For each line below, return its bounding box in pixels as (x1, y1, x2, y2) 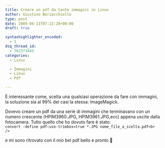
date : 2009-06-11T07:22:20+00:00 (5, 21, 74, 26)
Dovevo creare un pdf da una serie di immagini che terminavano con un (5, 108, 150, 114)
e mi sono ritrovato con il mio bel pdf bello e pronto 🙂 (5, 137, 113, 143)
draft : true (5, 26, 30, 31)
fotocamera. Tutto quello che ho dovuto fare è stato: (5, 119, 111, 125)
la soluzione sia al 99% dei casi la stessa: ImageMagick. (5, 99, 119, 104)
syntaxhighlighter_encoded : (5, 35, 63, 40)
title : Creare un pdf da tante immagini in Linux (5, 7, 109, 12)
